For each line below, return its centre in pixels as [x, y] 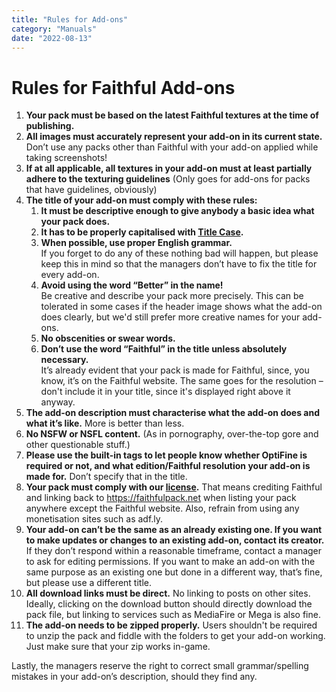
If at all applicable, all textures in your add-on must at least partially [169, 168]
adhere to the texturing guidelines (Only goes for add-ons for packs [168, 179]
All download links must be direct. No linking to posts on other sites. [168, 593]
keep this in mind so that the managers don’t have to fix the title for [179, 264]
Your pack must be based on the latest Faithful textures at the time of [172, 115]
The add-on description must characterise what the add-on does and [172, 413]
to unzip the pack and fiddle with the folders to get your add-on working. [175, 636]
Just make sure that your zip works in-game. [118, 647]
